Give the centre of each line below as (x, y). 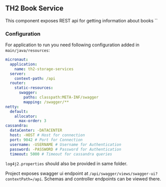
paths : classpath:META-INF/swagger (61, 98)
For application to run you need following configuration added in (72, 45)
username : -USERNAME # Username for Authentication (66, 144)
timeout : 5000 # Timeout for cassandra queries (61, 154)
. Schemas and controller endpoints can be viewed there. (101, 179)
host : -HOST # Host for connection (47, 135)
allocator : (26, 116)
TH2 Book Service (35, 8)
